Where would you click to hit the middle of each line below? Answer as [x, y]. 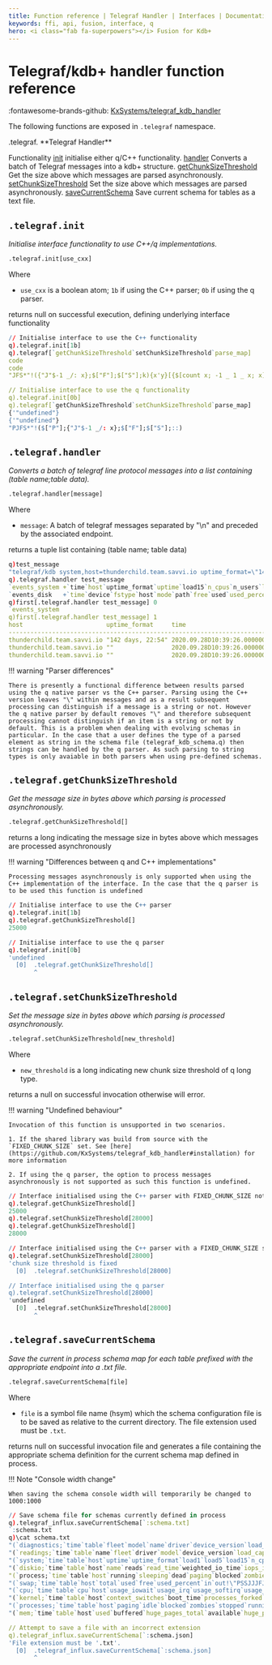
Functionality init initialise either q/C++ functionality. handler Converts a [128, 158]
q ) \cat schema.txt [39, 1538]
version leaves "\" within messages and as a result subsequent [119, 699]
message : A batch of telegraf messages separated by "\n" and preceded [139, 526]
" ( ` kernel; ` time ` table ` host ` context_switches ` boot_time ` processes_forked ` [137, 1598]
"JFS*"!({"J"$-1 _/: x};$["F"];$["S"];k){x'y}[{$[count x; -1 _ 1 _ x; [132, 375]
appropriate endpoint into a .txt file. [68, 1367]
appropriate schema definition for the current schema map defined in [124, 1455]
